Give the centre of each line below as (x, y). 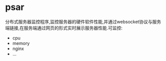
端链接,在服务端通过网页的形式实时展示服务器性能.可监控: (64, 28)
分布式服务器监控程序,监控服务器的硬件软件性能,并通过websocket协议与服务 (83, 21)
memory (21, 43)
